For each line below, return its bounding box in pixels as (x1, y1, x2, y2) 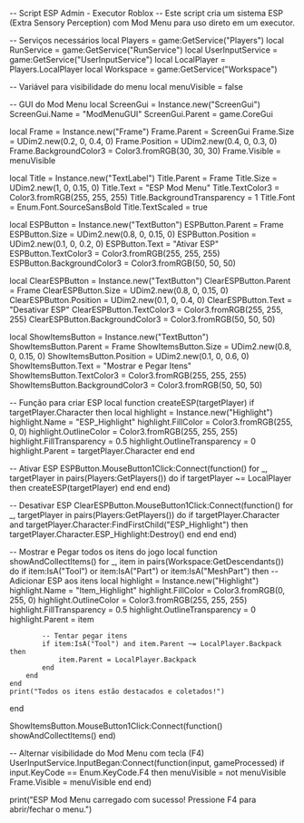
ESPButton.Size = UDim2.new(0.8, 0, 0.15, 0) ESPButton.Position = (9, 229, 257, 240)
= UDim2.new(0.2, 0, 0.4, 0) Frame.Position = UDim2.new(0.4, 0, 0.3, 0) (9, 136, 278, 146)
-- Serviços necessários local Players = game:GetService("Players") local (9, 35, 284, 45)
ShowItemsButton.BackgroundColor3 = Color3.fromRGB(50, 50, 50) (9, 380, 263, 390)
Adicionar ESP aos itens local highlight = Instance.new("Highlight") (9, 575, 260, 586)
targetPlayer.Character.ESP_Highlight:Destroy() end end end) (9, 529, 238, 539)
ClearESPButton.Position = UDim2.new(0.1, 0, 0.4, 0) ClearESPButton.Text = (9, 295, 293, 305)
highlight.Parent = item (9, 614, 95, 624)
